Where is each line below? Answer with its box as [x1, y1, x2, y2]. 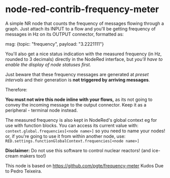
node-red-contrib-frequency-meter [5, 4, 159, 15]
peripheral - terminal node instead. [5, 107, 78, 113]
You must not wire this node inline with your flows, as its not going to [5, 96, 153, 102]
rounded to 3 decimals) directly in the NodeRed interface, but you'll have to [5, 56, 163, 62]
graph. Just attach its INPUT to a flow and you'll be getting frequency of [5, 25, 156, 31]
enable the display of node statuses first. [5, 61, 91, 67]
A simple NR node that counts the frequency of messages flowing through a [5, 20, 164, 26]
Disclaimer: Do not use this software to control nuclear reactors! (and [5, 147, 151, 153]
